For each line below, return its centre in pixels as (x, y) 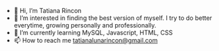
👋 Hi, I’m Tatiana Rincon (47, 11)
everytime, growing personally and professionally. (85, 25)
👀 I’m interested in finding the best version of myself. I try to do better (113, 18)
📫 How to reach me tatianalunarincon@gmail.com (86, 40)
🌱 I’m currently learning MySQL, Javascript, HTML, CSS (93, 32)
